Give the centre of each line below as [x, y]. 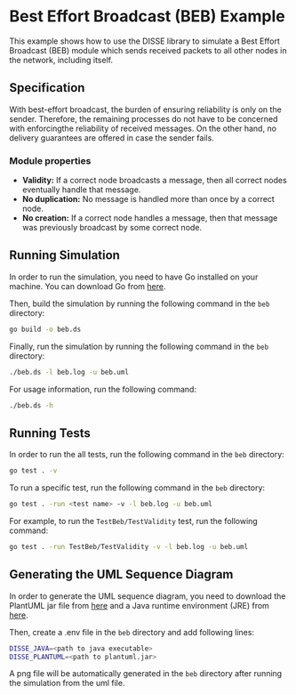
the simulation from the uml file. [67, 683]
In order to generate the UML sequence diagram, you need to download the [148, 596]
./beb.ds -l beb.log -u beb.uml [69, 372]
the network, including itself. [61, 60]
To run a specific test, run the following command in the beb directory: [137, 488]
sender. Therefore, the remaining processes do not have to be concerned [144, 118]
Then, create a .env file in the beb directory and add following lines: [132, 632]
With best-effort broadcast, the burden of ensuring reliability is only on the [145, 109]
